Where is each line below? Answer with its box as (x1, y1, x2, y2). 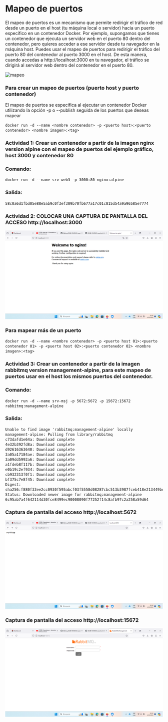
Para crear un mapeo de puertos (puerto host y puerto (5, 84, 139, 91)
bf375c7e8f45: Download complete (5, 477, 75, 482)
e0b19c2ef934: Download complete (5, 467, 75, 472)
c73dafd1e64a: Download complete (5, 437, 75, 442)
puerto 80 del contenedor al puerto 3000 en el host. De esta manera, (5, 51, 147, 58)
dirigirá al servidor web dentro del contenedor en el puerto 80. (5, 62, 134, 68)
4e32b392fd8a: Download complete (5, 442, 75, 447)
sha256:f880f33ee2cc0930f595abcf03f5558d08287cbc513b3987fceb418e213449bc (5, 487, 164, 492)
